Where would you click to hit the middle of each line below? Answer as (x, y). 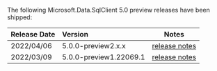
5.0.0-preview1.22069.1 (104, 57)
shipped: (20, 17)
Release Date (33, 34)
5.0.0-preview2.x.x (94, 46)
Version (75, 34)
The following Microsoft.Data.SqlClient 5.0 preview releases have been (108, 10)
